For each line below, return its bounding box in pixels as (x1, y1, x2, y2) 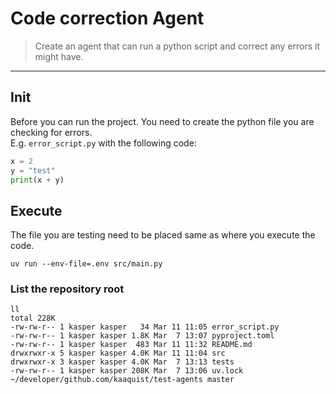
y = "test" (10, 165, 56, 176)
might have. (34, 50, 84, 62)
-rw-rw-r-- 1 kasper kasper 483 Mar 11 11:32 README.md (10, 340, 253, 350)
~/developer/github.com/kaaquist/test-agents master (10, 375, 235, 385)
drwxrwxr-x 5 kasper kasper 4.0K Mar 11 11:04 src (10, 348, 226, 359)
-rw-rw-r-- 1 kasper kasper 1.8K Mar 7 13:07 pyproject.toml (10, 331, 275, 341)
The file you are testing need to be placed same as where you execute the (10, 229, 316, 241)
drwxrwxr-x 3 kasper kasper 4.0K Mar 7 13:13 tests (10, 357, 235, 367)
